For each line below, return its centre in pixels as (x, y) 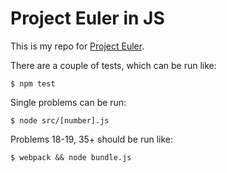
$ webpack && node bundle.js (71, 157)
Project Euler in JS (87, 18)
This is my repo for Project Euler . (77, 46)
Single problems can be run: (68, 102)
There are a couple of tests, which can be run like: (113, 65)
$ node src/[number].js (60, 120)
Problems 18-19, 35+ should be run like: (92, 139)
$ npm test (33, 83)
